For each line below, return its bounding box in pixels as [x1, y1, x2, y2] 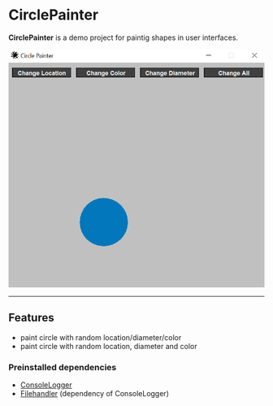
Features [8, 311, 54, 325]
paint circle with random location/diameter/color [19, 332, 182, 343]
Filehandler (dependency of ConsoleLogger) [19, 389, 169, 399]
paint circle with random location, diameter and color [19, 341, 197, 351]
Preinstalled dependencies [8, 361, 117, 373]
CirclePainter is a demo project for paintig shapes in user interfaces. [8, 33, 238, 42]
